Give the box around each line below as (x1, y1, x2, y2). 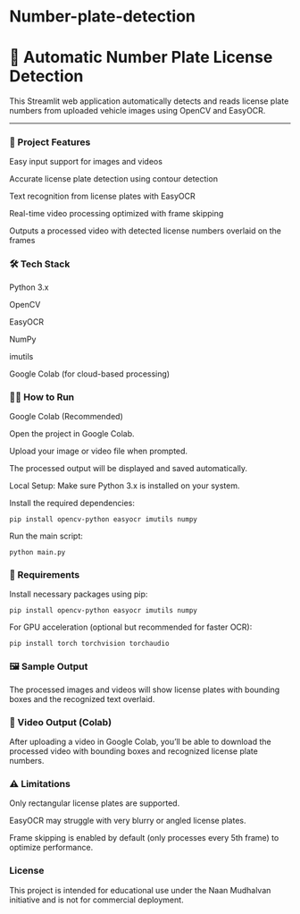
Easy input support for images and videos (9, 157, 163, 167)
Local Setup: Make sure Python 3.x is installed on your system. (9, 480, 240, 491)
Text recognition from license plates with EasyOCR (9, 190, 196, 202)
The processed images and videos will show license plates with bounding (9, 684, 280, 695)
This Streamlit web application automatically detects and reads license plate (9, 96, 289, 106)
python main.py (9, 548, 66, 557)
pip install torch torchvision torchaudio (9, 639, 170, 648)
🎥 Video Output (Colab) (9, 715, 112, 728)
